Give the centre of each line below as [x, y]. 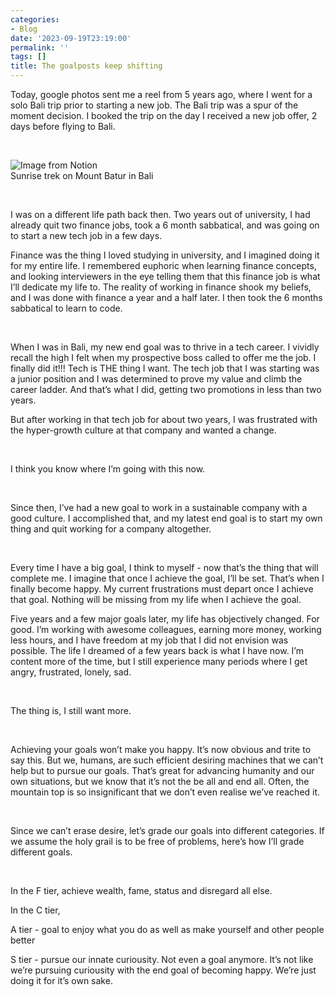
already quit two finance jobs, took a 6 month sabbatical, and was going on [165, 225]
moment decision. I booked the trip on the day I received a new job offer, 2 [164, 115]
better [23, 940]
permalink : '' [40, 47]
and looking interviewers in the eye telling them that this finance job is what [165, 276]
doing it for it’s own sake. [61, 980]
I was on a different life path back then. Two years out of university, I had [160, 214]
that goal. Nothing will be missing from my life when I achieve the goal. [156, 599]
